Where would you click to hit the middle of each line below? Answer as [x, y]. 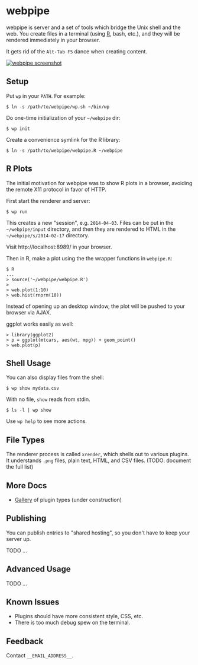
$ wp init [18, 129]
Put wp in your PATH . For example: [46, 96]
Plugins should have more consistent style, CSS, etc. [79, 616]
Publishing [26, 518]
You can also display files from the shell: [55, 377]
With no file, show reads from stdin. [48, 399]
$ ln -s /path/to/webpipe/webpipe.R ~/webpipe [64, 150]
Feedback [25, 641]
